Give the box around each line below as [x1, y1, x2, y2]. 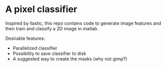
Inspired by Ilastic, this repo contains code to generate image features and [5, 20, 161, 26]
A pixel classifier [5, 4, 77, 15]
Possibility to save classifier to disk [12, 50, 87, 56]
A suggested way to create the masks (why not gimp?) [12, 55, 127, 61]
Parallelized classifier [12, 45, 58, 51]
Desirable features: [5, 35, 45, 41]
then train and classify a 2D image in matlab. [5, 25, 99, 31]
